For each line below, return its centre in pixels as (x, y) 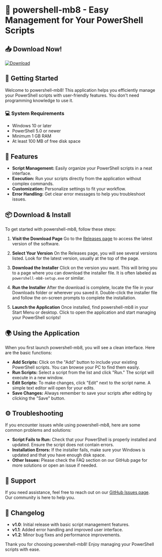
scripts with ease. (22, 549)
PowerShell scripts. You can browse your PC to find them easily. (76, 367)
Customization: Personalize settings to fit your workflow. (69, 188)
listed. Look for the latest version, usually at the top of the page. (75, 258)
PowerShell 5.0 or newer (37, 131)
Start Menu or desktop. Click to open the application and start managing (84, 312)
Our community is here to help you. (40, 498)
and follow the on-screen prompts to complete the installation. (74, 298)
